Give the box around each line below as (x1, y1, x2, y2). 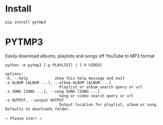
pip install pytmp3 (5, 20, 46, 25)
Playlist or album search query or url (59, 84, 143, 89)
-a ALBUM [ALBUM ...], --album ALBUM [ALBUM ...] (5, 80, 112, 85)
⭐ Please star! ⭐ (5, 116, 42, 121)
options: (5, 71, 24, 76)
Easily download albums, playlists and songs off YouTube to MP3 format (5, 53, 155, 59)
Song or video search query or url (59, 93, 134, 98)
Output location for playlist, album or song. (59, 102, 158, 107)
